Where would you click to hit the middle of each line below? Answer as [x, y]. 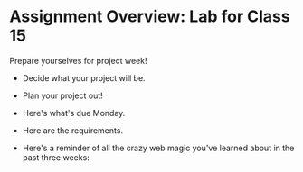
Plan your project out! [63, 95]
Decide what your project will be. [84, 77]
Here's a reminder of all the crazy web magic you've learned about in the [158, 148]
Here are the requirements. [73, 130]
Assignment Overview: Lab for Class [150, 17]
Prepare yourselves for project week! [78, 60]
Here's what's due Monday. [74, 113]
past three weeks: [56, 157]
